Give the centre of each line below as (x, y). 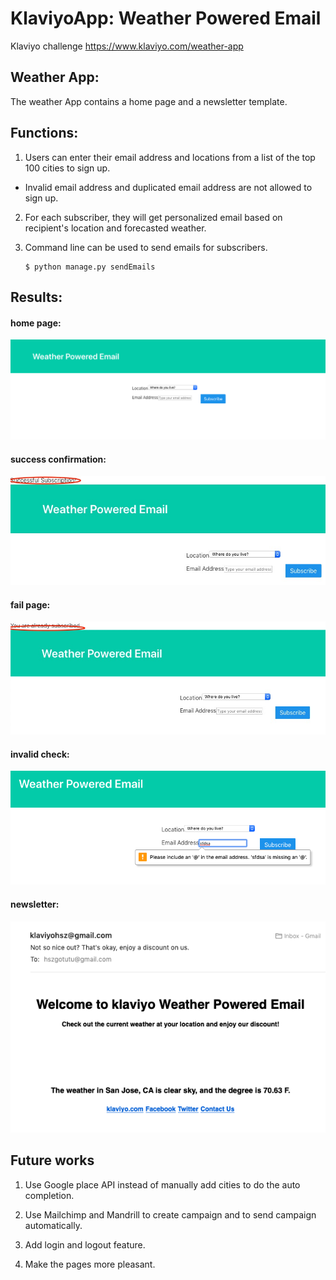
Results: (36, 297)
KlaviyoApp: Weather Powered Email (166, 18)
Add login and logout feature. (85, 1244)
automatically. (53, 1225)
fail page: (30, 604)
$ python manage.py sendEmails (90, 267)
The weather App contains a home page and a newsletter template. (149, 101)
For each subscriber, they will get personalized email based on (153, 217)
